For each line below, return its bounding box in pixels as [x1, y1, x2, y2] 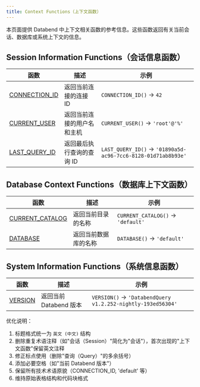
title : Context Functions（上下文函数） [6, 8, 102, 15]
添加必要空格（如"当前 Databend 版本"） [14, 360, 115, 367]
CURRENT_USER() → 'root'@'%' [101, 119, 183, 127]
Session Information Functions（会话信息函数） [6, 52, 185, 63]
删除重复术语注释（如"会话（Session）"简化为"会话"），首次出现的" [14, 338, 180, 345]
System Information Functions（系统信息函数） [6, 261, 183, 271]
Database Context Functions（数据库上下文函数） [6, 179, 192, 189]
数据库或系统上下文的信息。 [16, 33, 85, 40]
